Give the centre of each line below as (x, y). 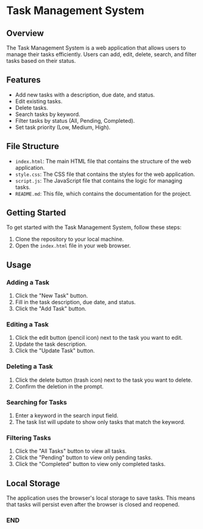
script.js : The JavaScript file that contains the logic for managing (99, 180)
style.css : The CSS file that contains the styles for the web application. (105, 174)
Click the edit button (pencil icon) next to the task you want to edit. (99, 338)
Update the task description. (51, 344)
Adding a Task (28, 282)
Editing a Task (27, 324)
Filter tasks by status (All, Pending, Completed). (75, 120)
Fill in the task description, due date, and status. (75, 302)
